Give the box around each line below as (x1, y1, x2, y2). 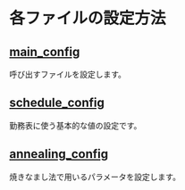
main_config (9, 44, 80, 59)
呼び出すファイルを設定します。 (9, 69, 127, 79)
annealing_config (9, 146, 109, 161)
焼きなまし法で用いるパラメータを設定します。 (9, 171, 181, 182)
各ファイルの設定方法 (9, 8, 167, 29)
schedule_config (9, 95, 105, 111)
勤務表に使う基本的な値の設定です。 (9, 120, 142, 130)
